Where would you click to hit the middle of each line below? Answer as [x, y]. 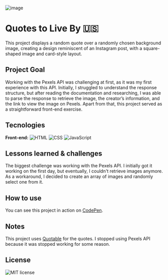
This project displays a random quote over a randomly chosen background [83, 43]
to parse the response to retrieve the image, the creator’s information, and [82, 98]
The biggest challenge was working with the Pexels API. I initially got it [79, 166]
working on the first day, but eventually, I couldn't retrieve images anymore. [84, 171]
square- [151, 48]
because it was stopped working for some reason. [58, 244]
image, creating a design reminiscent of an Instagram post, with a [74, 48]
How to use [23, 198]
